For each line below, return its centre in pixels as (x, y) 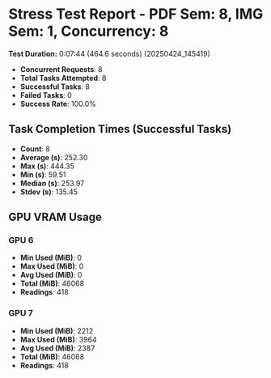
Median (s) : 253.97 (52, 183)
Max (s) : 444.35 (47, 166)
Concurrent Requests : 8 (61, 69)
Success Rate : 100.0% (58, 104)
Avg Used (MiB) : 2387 (57, 348)
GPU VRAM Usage (55, 217)
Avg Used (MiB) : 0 (51, 275)
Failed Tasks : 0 (46, 95)
